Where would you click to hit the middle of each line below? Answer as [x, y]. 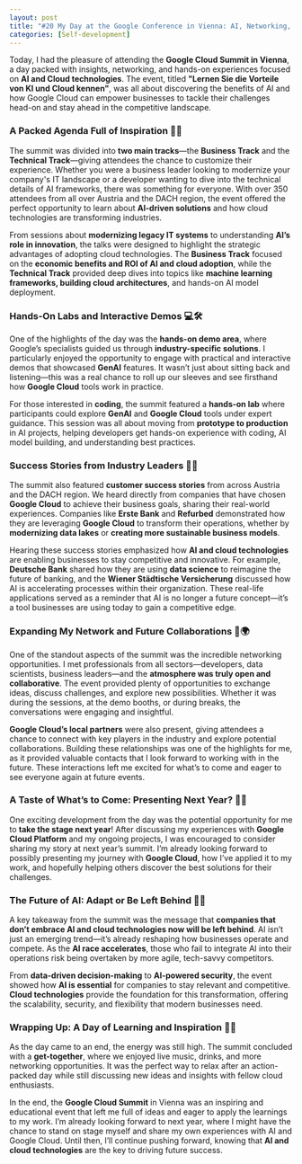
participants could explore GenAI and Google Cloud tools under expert [141, 413]
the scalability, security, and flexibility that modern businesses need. [136, 1004]
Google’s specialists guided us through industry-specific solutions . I [137, 348]
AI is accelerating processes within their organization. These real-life [137, 589]
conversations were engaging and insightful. [91, 712]
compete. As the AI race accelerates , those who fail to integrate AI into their [151, 948]
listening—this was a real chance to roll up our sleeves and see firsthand [143, 377]
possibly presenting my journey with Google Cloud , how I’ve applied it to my [151, 857]
